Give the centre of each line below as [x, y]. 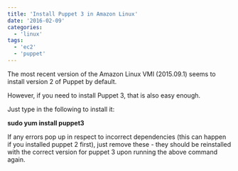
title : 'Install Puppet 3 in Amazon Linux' [73, 14]
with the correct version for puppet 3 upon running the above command [113, 152]
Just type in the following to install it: [61, 109]
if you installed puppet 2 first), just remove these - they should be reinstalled [119, 144]
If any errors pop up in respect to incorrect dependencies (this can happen [117, 137]
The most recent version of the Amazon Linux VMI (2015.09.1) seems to [112, 74]
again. [17, 159]
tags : [15, 41]
